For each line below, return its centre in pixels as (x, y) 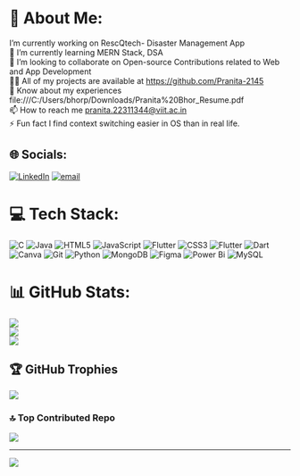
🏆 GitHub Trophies (64, 370)
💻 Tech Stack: (64, 214)
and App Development (50, 71)
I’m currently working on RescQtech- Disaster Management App (127, 43)
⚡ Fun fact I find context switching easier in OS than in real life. (125, 123)
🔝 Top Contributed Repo (62, 418)
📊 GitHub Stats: (70, 292)
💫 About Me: (56, 18)
